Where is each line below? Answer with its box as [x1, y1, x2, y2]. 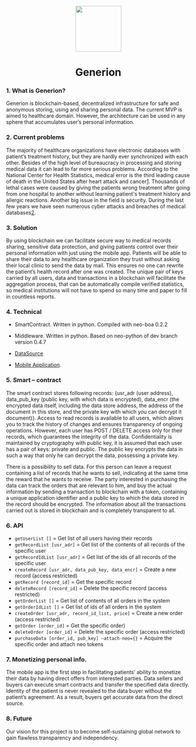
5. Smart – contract [6, 376, 61, 384]
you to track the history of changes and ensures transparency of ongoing [6, 420, 183, 428]
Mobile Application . [14, 361, 61, 369]
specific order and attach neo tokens [14, 640, 104, 648]
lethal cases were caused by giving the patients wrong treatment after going [6, 184, 190, 191]
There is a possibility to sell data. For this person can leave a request [6, 463, 171, 470]
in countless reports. [6, 293, 56, 300]
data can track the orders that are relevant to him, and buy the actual [6, 482, 172, 489]
